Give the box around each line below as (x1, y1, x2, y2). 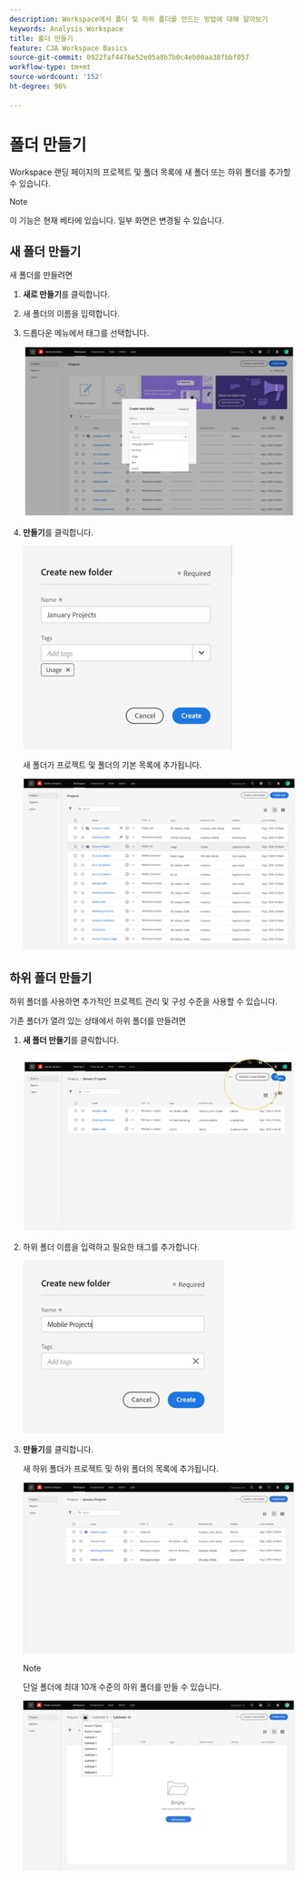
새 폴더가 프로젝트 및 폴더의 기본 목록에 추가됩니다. (22, 759, 202, 770)
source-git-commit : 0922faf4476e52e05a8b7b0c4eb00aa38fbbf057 (9, 53, 250, 63)
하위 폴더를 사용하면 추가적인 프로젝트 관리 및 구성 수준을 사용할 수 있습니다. (9, 996, 279, 1007)
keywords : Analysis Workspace (9, 24, 124, 34)
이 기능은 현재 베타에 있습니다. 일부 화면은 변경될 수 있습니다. (9, 215, 225, 226)
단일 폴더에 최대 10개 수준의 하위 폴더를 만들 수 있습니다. (22, 1681, 222, 1692)
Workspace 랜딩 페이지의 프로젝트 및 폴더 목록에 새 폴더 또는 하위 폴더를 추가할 (9, 166, 291, 177)
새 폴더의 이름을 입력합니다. (22, 308, 121, 319)
